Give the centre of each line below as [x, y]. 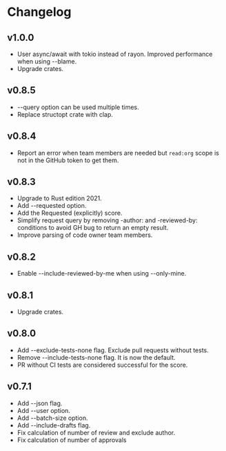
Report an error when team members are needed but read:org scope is [118, 153]
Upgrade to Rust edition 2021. [59, 198]
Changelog [39, 12]
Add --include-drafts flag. [54, 425]
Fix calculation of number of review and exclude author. [96, 432]
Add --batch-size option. [52, 418]
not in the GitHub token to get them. [68, 160]
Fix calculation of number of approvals [72, 440]
